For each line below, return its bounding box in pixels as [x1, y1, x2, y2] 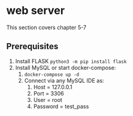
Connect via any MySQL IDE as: [24, 77, 104, 84]
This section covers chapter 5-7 [6, 24, 87, 31]
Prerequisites [6, 41, 59, 52]
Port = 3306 [33, 89, 64, 97]
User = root [33, 96, 63, 103]
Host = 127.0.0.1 [33, 83, 73, 90]
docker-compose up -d [24, 71, 79, 78]
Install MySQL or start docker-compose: [15, 64, 116, 71]
